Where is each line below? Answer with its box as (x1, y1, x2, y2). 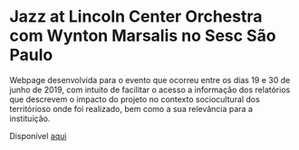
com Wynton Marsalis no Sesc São (9, 25, 276, 46)
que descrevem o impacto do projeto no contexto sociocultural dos (9, 93, 260, 105)
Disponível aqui (9, 130, 67, 141)
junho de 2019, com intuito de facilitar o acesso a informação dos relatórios (9, 84, 291, 95)
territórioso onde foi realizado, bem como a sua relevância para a (9, 103, 254, 114)
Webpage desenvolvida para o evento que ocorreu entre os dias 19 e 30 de (9, 74, 291, 85)
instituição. (9, 113, 51, 124)
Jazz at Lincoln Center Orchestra (9, 6, 263, 27)
